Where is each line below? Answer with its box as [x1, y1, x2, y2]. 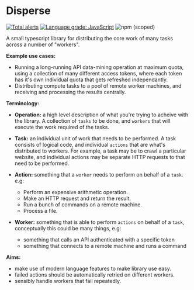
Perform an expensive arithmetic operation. [23, 188, 128, 195]
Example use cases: [6, 52, 56, 59]
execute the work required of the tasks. [14, 123, 110, 130]
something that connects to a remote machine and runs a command [23, 242, 187, 249]
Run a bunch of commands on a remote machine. [23, 201, 142, 208]
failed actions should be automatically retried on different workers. [14, 271, 175, 278]
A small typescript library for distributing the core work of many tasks [6, 34, 174, 42]
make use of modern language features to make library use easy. [14, 265, 171, 272]
